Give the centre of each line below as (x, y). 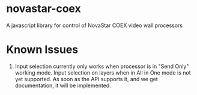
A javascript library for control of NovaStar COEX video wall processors (95, 25)
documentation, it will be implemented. (63, 85)
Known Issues (42, 50)
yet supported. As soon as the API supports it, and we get (86, 79)
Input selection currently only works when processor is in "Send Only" (102, 66)
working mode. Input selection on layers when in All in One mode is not (103, 72)
